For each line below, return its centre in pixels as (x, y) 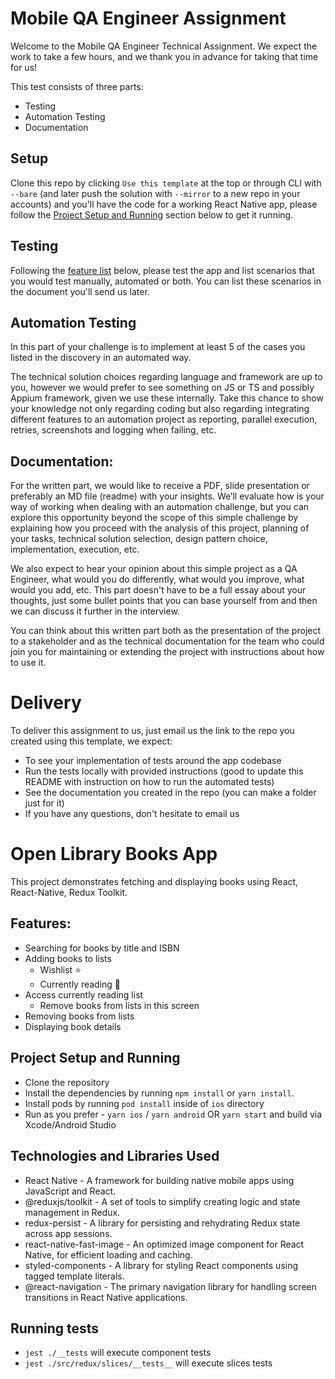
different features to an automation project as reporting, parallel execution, (164, 419)
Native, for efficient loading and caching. (108, 1254)
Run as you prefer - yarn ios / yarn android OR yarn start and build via (173, 1114)
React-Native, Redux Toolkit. (69, 893)
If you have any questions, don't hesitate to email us (132, 814)
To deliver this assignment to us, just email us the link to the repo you (152, 731)
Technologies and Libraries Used (115, 1156)
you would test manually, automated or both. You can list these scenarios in (166, 281)
